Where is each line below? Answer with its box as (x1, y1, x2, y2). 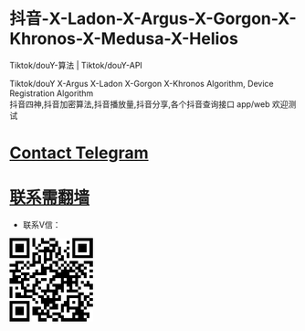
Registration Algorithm (9, 88, 94, 99)
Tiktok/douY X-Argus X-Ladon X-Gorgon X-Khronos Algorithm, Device (9, 78, 274, 89)
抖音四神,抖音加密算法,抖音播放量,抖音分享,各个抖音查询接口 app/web (9, 98, 271, 110)
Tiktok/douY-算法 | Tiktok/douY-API (9, 59, 143, 70)
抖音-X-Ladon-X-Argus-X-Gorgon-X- (9, 8, 297, 29)
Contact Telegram (9, 143, 149, 164)
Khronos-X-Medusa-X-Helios (9, 28, 239, 49)
